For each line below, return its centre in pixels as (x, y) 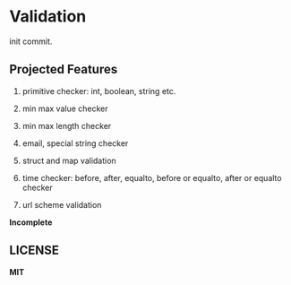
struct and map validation (69, 160)
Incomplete (31, 222)
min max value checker (65, 108)
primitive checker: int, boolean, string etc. (99, 91)
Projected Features (64, 69)
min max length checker (67, 125)
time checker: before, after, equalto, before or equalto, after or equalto (152, 177)
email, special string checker (75, 143)
